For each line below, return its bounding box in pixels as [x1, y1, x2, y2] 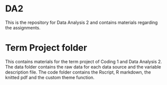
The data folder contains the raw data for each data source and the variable [5, 64, 161, 70]
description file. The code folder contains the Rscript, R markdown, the [5, 69, 151, 75]
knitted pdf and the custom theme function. [5, 74, 95, 80]
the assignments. [5, 24, 41, 30]
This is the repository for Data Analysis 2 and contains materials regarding [5, 19, 158, 25]
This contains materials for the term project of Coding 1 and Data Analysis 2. [5, 58, 162, 65]
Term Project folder [5, 42, 87, 54]
